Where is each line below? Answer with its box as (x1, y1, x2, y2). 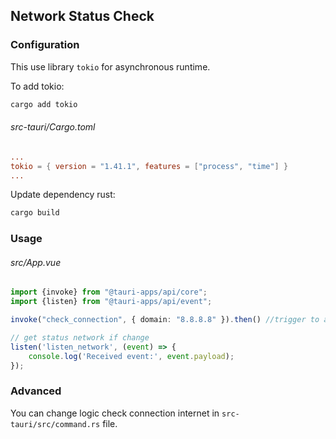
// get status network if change (10, 333, 150, 343)
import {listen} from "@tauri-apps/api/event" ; (10, 297, 213, 307)
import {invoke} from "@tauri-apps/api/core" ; (10, 287, 208, 298)
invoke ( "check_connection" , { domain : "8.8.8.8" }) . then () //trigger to (10, 315, 320, 325)
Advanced (10, 384, 62, 398)
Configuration (10, 38, 80, 52)
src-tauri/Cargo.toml (10, 121, 96, 133)
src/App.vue (10, 256, 62, 268)
